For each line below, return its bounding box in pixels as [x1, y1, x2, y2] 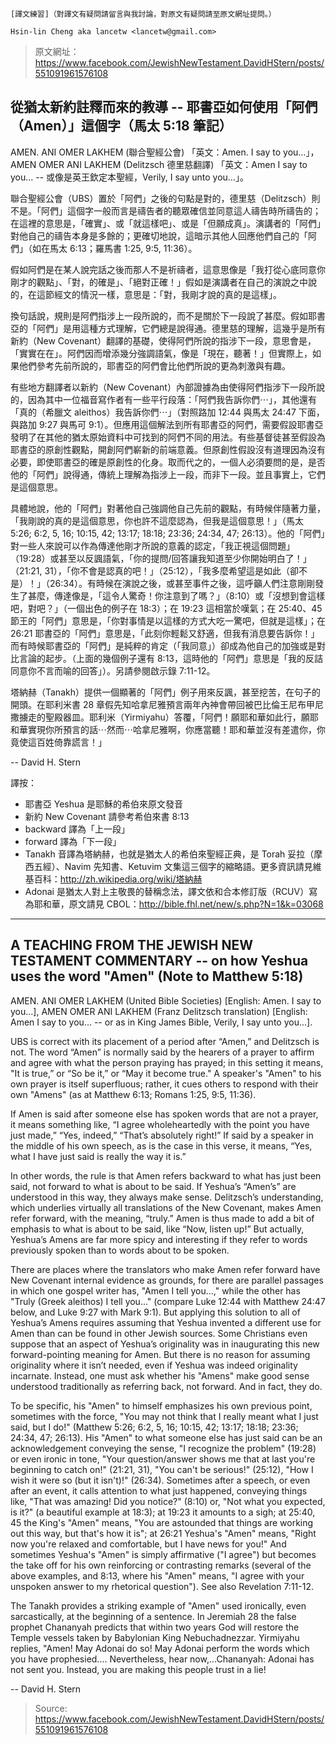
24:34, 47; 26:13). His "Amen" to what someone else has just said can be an [10, 1431, 323, 1443]
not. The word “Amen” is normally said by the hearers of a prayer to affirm [10, 1046, 315, 1058]
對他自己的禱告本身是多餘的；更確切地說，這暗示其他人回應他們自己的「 [10, 229, 308, 242]
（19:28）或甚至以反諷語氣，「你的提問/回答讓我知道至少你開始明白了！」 [10, 552, 312, 564]
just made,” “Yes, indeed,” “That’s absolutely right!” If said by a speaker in [10, 1129, 314, 1141]
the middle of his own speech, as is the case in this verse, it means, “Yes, [10, 1139, 313, 1152]
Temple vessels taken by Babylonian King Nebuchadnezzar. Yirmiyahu [10, 1631, 300, 1643]
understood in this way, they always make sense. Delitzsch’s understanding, [10, 1191, 324, 1203]
